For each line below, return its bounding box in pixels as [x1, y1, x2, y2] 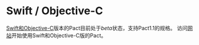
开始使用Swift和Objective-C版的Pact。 [11, 31, 106, 39]
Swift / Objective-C [6, 4, 103, 18]
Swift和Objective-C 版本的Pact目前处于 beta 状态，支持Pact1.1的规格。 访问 [6, 24, 188, 31]
